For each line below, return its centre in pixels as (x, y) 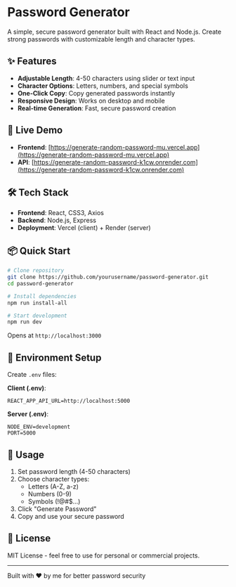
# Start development (38, 316)
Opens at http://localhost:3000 (54, 335)
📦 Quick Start (39, 251)
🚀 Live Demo (35, 130)
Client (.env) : (27, 388)
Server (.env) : (28, 414)
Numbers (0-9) (50, 494)
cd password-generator (40, 283)
